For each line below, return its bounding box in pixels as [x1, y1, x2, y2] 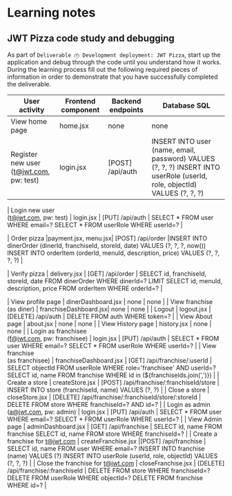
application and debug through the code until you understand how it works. [7, 58, 222, 66]
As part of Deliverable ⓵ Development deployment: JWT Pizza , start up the [7, 50, 221, 59]
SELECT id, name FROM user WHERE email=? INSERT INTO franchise [7, 444, 205, 452]
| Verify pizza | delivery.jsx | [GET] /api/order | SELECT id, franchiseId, [7, 269, 207, 278]
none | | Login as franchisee [7, 327, 87, 335]
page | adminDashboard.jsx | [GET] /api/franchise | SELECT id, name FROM [7, 423, 222, 430]
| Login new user [7, 206, 55, 214]
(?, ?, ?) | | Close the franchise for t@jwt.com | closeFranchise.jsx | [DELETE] [7, 459, 225, 467]
